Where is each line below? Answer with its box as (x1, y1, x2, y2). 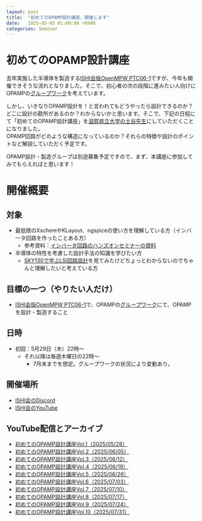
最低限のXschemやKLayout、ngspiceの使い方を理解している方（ (14, 227, 176, 234)
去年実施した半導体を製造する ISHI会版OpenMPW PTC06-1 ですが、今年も (6, 75, 188, 82)
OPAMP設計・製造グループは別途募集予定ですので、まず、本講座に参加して (6, 153, 194, 160)
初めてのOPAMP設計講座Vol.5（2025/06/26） (14, 471, 130, 478)
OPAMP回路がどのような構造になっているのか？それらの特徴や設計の (6, 133, 178, 140)
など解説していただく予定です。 (11, 140, 90, 148)
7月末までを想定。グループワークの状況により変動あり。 (33, 360, 173, 367)
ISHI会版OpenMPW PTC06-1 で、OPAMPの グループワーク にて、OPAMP (14, 301, 192, 308)
